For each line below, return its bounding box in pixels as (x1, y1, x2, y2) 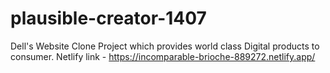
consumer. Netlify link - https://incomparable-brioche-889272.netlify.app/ (10, 50, 316, 62)
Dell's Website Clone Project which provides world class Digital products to (10, 40, 320, 52)
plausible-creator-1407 (10, 7, 207, 30)
